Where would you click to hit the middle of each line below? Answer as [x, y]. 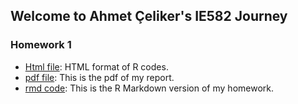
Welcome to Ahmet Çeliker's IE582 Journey [149, 16]
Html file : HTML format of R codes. [96, 66]
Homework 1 [41, 45]
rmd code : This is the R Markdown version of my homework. [149, 88]
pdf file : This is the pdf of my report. [99, 77]
